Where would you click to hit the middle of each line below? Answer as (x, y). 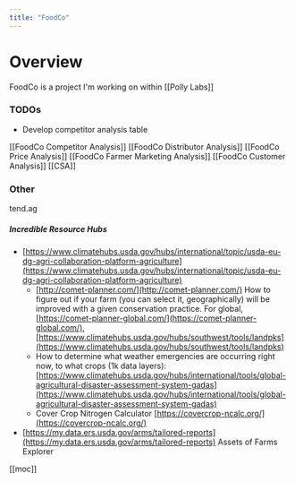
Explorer (38, 452)
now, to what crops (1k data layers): (101, 366)
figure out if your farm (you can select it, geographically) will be (153, 299)
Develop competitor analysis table (85, 129)
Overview (46, 61)
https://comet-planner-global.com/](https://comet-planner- (148, 318)
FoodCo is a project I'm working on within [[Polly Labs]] (112, 87)
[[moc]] (23, 469)
